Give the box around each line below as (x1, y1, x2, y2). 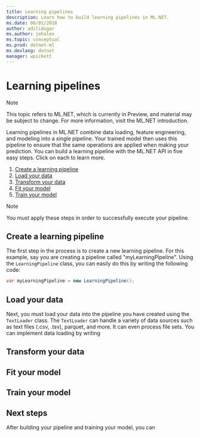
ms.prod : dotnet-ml (6, 43, 55, 48)
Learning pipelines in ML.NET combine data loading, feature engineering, (6, 128, 186, 135)
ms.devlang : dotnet (6, 48, 55, 54)
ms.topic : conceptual (6, 37, 60, 43)
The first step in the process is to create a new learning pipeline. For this (6, 247, 184, 254)
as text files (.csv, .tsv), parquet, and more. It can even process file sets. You (6, 323, 195, 330)
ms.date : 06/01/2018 (6, 20, 58, 26)
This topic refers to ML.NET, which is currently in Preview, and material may (6, 110, 192, 117)
